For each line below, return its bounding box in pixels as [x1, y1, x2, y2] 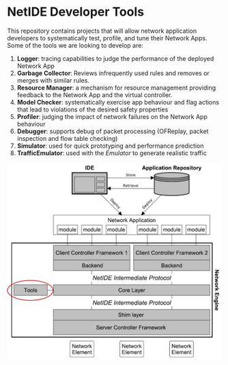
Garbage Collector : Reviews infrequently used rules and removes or [16, 69, 210, 77]
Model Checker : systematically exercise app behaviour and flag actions [16, 98, 220, 106]
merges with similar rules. [16, 76, 90, 84]
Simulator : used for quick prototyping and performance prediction [16, 141, 204, 150]
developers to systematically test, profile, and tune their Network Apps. [7, 33, 208, 42]
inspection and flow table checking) [16, 134, 118, 142]
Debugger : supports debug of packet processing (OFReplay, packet [16, 127, 209, 135]
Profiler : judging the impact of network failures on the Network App [16, 112, 208, 120]
